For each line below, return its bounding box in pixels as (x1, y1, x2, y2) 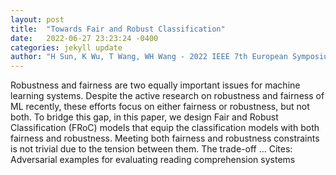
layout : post (10, 14, 65, 25)
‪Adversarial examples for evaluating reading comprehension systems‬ (10, 154, 296, 166)
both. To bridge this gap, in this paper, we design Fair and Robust (10, 111, 279, 123)
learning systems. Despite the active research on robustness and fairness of (10, 90, 325, 102)
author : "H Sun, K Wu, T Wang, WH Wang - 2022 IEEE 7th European (10, 52, 288, 62)
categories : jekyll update (10, 42, 123, 53)
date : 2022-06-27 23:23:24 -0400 (10, 33, 159, 43)
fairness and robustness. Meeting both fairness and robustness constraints (10, 132, 320, 145)
